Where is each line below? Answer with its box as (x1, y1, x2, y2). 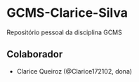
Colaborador (6, 48, 63, 60)
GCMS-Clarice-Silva (6, 5, 128, 21)
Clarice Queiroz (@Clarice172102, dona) (16, 67, 133, 75)
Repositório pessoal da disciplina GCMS (6, 28, 122, 36)
